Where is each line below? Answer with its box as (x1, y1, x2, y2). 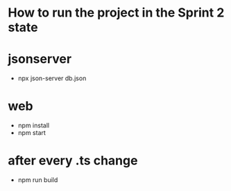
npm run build (17, 176, 58, 184)
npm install (17, 121, 50, 129)
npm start (17, 129, 46, 137)
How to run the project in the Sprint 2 (8, 5, 225, 21)
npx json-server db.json (17, 74, 87, 82)
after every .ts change (8, 153, 138, 169)
